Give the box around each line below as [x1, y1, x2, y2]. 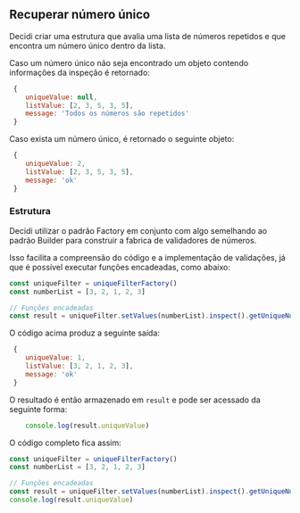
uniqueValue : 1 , [25, 353, 87, 362]
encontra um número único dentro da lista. [9, 40, 166, 51]
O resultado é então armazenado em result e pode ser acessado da [9, 394, 261, 405]
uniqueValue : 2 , [25, 160, 87, 169]
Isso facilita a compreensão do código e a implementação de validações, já [9, 252, 286, 262]
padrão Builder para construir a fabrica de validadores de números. [9, 235, 257, 245]
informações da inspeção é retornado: [9, 67, 150, 78]
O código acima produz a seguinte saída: [9, 327, 161, 338]
